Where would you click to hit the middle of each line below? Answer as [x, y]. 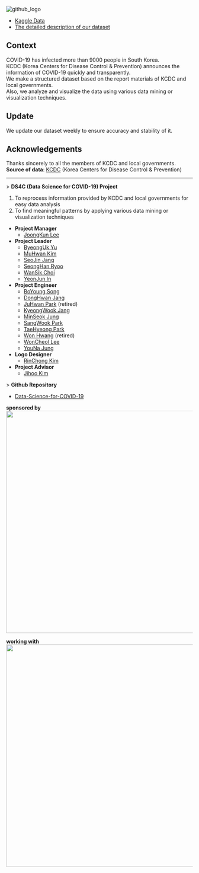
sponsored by [24, 408]
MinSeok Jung [41, 316]
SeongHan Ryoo [43, 266]
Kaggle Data [30, 20]
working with [23, 642]
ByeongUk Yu [40, 247]
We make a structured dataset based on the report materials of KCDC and [96, 79]
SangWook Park [43, 323]
